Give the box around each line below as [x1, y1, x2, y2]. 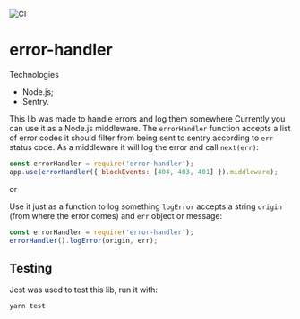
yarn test [9, 302, 47, 311]
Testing [9, 260, 53, 276]
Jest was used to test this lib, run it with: [9, 284, 159, 295]
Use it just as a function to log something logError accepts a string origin [9, 201, 282, 212]
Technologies [9, 69, 60, 80]
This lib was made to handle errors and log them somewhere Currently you [9, 113, 286, 124]
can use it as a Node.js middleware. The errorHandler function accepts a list [9, 122, 291, 133]
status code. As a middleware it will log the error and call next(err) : [9, 141, 260, 152]
